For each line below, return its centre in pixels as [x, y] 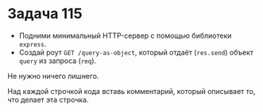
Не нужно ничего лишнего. [53, 76]
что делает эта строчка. [48, 99]
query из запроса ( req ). [58, 61]
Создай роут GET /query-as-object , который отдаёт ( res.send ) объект [136, 52]
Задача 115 [45, 14]
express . [33, 43]
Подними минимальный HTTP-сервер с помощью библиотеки [125, 35]
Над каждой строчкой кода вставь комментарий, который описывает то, [131, 91]
